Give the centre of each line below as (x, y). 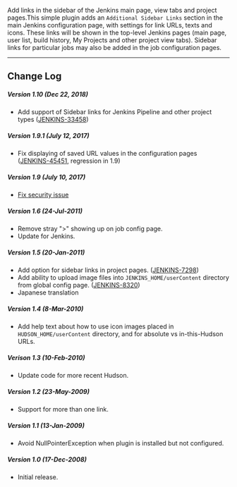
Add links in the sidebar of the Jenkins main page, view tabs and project (112, 10)
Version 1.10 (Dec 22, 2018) (48, 94)
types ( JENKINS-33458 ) (53, 120)
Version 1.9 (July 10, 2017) (47, 177)
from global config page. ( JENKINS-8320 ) (79, 285)
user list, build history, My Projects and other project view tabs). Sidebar (112, 40)
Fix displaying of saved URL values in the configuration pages (107, 154)
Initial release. (38, 477)
